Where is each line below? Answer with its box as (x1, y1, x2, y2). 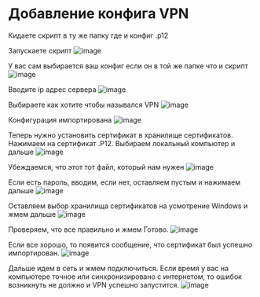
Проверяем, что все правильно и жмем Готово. (8, 225, 169, 234)
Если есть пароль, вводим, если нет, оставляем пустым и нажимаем (8, 178, 241, 187)
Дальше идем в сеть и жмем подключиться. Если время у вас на (8, 263, 229, 273)
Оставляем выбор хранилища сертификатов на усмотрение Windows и (8, 201, 248, 211)
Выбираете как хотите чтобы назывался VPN (8, 100, 159, 109)
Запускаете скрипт (8, 46, 72, 55)
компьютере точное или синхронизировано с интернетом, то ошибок (8, 272, 242, 281)
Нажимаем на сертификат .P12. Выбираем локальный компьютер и (8, 138, 236, 148)
